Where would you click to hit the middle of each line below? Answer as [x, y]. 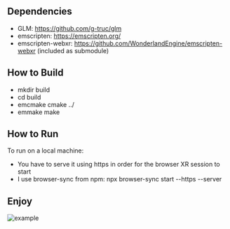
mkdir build [34, 90]
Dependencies [40, 12]
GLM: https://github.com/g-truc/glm [69, 28]
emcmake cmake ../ [46, 104]
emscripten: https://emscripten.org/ [69, 36]
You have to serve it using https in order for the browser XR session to [119, 165]
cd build [29, 97]
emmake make [39, 112]
